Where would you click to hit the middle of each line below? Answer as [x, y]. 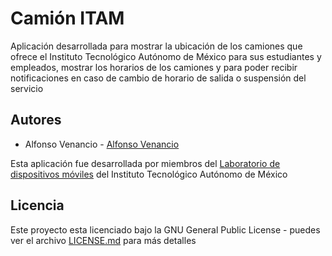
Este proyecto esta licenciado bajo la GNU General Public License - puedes [165, 229]
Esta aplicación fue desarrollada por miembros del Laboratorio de [145, 163]
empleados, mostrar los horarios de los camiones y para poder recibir [154, 67]
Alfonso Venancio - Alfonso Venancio [102, 144]
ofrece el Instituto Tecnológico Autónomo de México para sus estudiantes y [166, 56]
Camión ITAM [67, 18]
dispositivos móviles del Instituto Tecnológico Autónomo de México [149, 174]
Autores [36, 120]
